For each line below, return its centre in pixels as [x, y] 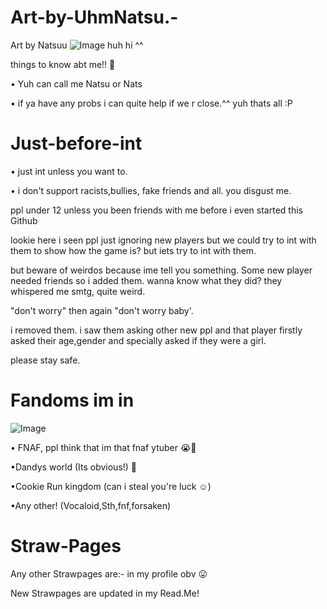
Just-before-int [76, 143]
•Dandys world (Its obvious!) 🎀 [74, 467]
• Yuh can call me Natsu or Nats [76, 83]
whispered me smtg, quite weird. [78, 291]
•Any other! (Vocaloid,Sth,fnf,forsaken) [91, 505]
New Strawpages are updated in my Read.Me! [105, 593]
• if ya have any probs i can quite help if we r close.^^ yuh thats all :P [151, 103]
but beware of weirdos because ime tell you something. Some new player [161, 270]
